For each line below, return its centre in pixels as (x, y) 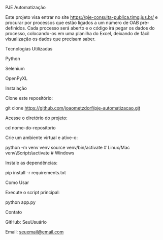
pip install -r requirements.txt (36, 172)
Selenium (15, 69)
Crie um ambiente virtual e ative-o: (42, 138)
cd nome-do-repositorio (30, 128)
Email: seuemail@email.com (35, 232)
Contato (14, 212)
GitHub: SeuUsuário (26, 222)
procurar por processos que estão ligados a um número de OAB (72, 23)
